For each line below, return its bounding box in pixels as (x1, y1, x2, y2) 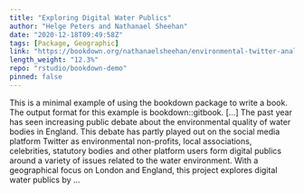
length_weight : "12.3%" (9, 55, 100, 64)
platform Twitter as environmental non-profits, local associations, (9, 135, 252, 146)
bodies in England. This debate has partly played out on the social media (9, 126, 280, 137)
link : (9, 47, 30, 56)
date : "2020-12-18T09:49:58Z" (9, 30, 124, 39)
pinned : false (9, 73, 63, 82)
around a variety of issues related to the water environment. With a (9, 155, 259, 166)
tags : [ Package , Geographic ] (9, 38, 119, 48)
